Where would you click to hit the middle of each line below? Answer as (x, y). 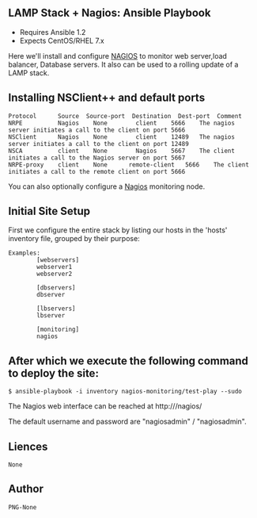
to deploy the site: (53, 373)
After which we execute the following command (128, 361)
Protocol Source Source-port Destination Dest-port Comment (125, 116)
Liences (28, 446)
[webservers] (58, 260)
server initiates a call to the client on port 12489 (99, 144)
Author (26, 489)
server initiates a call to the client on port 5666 (97, 130)
